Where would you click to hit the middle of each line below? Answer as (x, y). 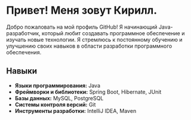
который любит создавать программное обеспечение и (113, 33)
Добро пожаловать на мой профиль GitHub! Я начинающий (82, 27)
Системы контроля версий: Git (55, 104)
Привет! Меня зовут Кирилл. (82, 10)
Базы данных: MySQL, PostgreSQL (59, 98)
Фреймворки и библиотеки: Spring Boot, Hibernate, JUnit (88, 92)
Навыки (22, 71)
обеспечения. (24, 52)
